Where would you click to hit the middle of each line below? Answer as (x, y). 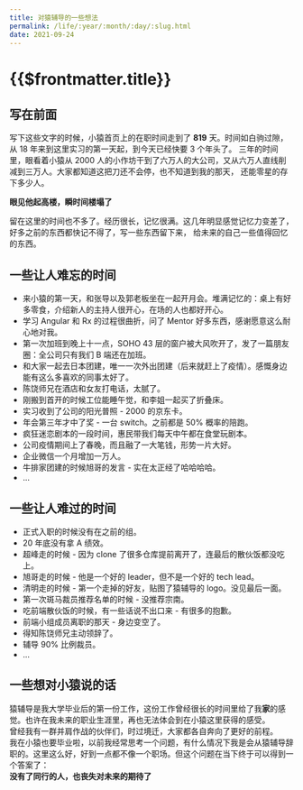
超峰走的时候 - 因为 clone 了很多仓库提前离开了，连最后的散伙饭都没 (150, 554)
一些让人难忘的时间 (63, 275)
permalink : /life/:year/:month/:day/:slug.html (101, 26)
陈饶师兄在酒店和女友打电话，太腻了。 (93, 389)
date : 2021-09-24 (42, 34)
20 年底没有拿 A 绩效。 (65, 543)
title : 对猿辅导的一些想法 (54, 18)
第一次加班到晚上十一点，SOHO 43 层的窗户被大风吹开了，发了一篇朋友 (156, 344)
